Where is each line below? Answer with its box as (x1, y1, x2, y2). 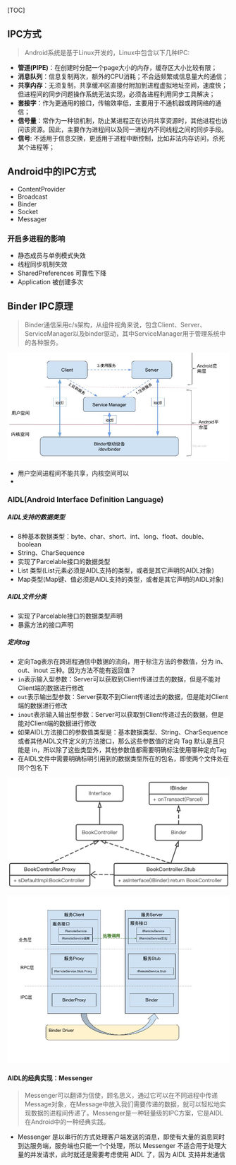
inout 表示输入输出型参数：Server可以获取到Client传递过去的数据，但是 (17, 710, 224, 718)
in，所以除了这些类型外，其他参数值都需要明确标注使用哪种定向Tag (31, 745, 227, 754)
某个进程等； (17, 143, 55, 151)
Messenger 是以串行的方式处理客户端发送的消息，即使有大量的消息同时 (17, 1132, 225, 1141)
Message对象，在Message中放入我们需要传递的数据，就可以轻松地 (24, 1099, 221, 1108)
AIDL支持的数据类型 (7, 513, 66, 522)
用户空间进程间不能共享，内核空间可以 (17, 469, 129, 477)
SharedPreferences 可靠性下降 (17, 269, 107, 277)
